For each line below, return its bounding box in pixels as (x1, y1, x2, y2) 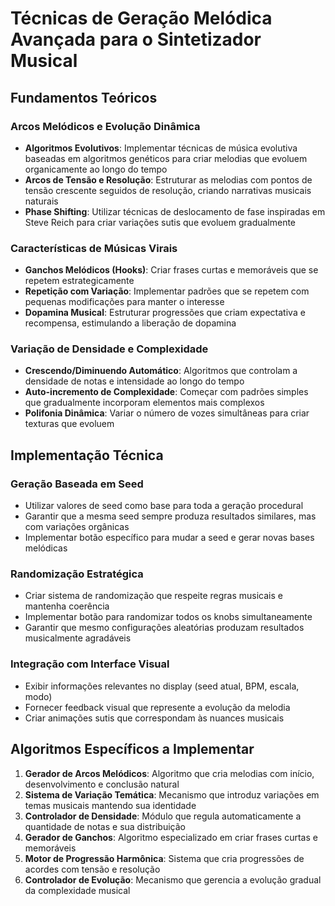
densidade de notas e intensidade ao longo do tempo (24, 375, 245, 387)
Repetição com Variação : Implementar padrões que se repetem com (24, 285, 310, 297)
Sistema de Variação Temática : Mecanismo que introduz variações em (24, 788, 320, 801)
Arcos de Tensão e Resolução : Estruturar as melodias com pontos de (24, 173, 313, 186)
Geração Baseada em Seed (10, 477, 144, 491)
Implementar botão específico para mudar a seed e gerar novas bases (24, 532, 315, 544)
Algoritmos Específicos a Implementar (10, 741, 255, 758)
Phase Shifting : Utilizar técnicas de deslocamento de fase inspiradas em (24, 205, 326, 217)
